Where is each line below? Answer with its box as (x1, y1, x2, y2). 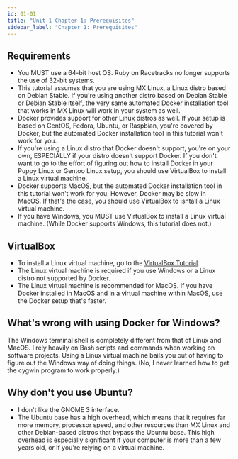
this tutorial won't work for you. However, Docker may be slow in (17, 189, 207, 198)
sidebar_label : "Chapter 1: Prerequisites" (7, 23, 138, 31)
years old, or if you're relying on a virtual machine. (17, 443, 165, 451)
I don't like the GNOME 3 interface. (17, 405, 120, 414)
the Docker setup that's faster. (17, 297, 106, 305)
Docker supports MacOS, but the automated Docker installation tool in (17, 182, 222, 190)
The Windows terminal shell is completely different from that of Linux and (7, 336, 222, 344)
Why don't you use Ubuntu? (7, 387, 133, 399)
